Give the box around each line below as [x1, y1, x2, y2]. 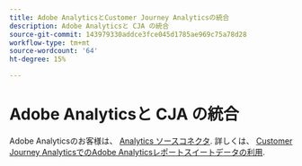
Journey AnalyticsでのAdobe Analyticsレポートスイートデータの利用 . [9, 146, 265, 157]
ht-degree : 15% [9, 55, 67, 64]
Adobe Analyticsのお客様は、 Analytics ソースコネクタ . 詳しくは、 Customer [9, 135, 293, 146]
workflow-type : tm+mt [9, 38, 91, 48]
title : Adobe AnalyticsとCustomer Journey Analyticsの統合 [9, 13, 230, 22]
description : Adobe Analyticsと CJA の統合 [9, 22, 169, 31]
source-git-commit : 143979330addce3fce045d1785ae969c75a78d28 [9, 30, 247, 39]
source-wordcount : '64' [9, 47, 99, 56]
